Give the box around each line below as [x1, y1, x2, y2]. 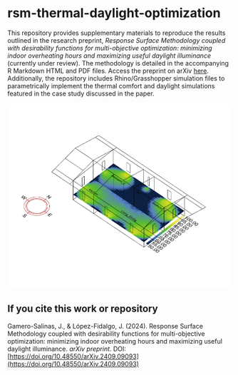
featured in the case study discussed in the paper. [7, 89, 155, 98]
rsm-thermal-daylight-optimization [7, 5, 221, 21]
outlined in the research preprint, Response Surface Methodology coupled [7, 36, 226, 44]
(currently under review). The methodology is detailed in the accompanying [7, 58, 229, 67]
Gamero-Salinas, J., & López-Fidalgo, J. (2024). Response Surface [7, 322, 203, 330]
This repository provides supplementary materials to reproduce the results [7, 29, 226, 37]
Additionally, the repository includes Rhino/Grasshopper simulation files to [7, 73, 225, 83]
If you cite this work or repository [7, 303, 158, 315]
